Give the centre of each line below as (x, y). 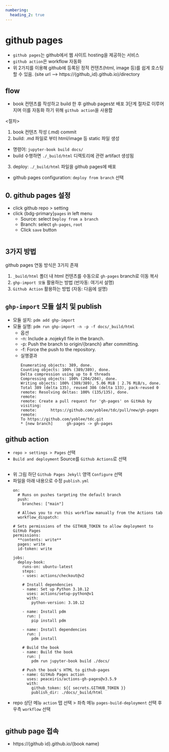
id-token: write (35, 549)
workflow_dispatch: (38, 517)
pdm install (44, 639)
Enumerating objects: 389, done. (56, 365)
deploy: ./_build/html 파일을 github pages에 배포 (64, 167)
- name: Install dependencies (54, 629)
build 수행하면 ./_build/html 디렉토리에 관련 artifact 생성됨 (73, 156)
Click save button (39, 230)
